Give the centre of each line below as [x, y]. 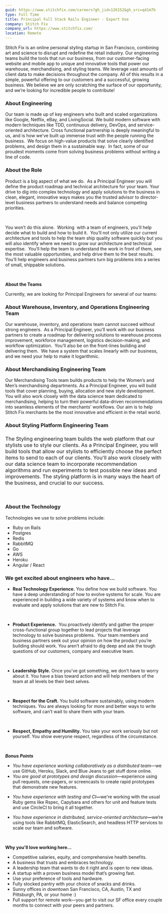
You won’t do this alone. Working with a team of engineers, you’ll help [78, 227]
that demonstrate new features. [45, 787]
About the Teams [24, 284]
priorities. [15, 208]
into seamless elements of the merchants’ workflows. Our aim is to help [79, 407]
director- [149, 197]
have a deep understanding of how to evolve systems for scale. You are [87, 594]
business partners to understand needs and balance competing [81, 202]
